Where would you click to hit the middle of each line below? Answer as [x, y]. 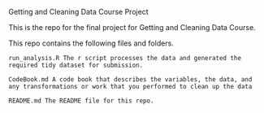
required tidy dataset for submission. [76, 65]
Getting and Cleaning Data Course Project [78, 12]
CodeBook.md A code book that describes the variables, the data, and [130, 80]
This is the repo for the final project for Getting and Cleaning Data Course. [132, 27]
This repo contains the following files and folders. [91, 43]
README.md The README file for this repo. [81, 101]
